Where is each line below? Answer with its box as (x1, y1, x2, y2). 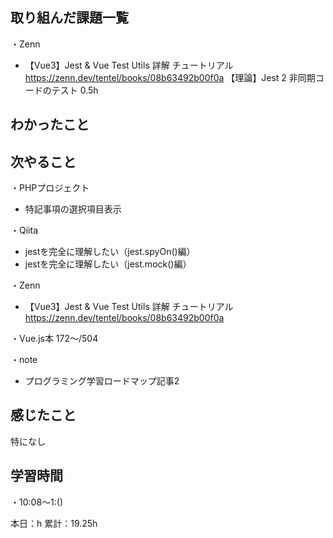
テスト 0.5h (51, 84, 99, 96)
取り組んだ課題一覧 (10, 9, 129, 27)
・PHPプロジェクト (10, 182, 90, 194)
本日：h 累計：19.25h (10, 517, 98, 529)
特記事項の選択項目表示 (24, 203, 122, 215)
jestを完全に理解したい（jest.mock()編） (24, 258, 192, 270)
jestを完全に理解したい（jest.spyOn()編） (24, 246, 196, 258)
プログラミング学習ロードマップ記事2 (24, 375, 180, 387)
